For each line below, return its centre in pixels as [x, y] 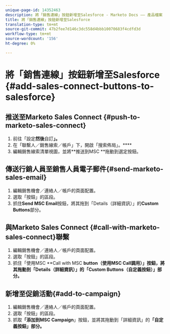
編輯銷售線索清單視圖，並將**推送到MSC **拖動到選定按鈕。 [77, 151]
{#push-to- [122, 117]
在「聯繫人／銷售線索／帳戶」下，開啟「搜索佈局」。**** [72, 145]
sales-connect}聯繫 [37, 237]
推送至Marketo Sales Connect [54, 117]
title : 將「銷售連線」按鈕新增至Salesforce [48, 19]
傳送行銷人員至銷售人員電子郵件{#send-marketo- [84, 169]
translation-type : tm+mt [32, 24]
